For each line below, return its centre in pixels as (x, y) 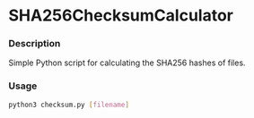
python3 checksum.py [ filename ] (69, 105)
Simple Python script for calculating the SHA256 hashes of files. (127, 63)
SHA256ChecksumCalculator (121, 16)
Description (35, 44)
